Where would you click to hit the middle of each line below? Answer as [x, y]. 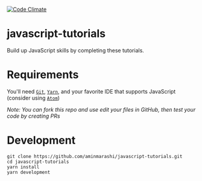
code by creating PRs [33, 116]
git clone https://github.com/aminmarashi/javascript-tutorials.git [95, 156]
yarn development [29, 172]
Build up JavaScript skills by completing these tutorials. [75, 50]
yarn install [23, 167]
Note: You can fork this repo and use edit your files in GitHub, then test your [101, 109]
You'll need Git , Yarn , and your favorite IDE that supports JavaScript [91, 91]
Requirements [43, 75]
